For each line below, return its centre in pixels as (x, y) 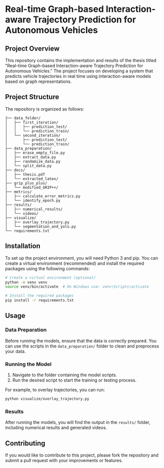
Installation (23, 246)
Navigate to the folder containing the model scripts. (64, 375)
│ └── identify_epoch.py (33, 200)
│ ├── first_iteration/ (32, 122)
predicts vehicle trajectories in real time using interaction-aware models (78, 76)
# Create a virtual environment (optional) (51, 278)
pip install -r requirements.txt (40, 300)
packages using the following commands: (47, 268)
